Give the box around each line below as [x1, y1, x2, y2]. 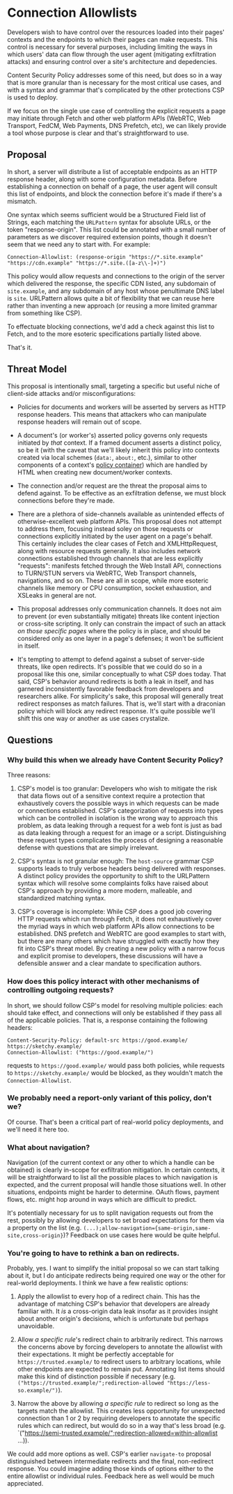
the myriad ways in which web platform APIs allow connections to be [17, 922, 215, 930]
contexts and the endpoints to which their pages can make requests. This [7, 35, 218, 43]
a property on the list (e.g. [7, 1223, 82, 1232]
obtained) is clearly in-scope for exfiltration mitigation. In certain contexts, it [7, 1166, 225, 1174]
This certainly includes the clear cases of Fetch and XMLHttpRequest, [17, 539, 218, 548]
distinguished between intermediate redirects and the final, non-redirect [7, 1457, 214, 1465]
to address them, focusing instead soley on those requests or [17, 524, 193, 533]
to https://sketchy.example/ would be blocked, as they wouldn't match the [7, 1068, 223, 1076]
